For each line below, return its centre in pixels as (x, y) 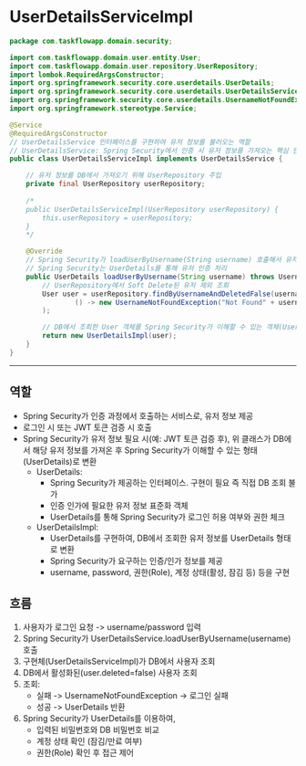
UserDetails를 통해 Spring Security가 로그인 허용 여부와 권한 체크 (167, 517)
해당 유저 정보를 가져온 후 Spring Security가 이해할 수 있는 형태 (145, 450)
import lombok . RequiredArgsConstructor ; (87, 75)
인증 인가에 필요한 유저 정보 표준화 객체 (119, 505)
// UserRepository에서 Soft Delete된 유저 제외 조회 (136, 285)
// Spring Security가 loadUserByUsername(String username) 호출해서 (154, 260)
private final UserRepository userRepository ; (116, 184)
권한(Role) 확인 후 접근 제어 (85, 753)
